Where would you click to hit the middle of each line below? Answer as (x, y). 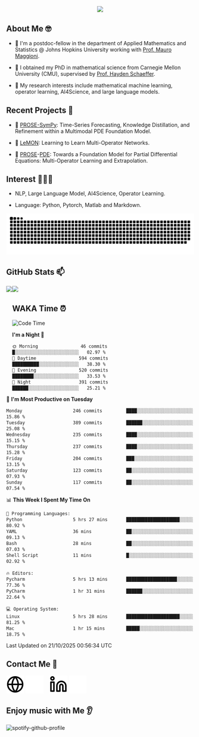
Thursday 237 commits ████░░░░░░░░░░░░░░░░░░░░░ (100, 447)
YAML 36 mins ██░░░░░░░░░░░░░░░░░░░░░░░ (100, 531)
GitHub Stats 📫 (35, 272)
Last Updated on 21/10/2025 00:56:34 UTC (59, 645)
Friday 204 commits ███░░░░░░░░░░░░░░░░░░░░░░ (100, 459)
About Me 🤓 (29, 29)
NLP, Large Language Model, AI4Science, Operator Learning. (90, 194)
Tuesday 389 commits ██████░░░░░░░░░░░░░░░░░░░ (100, 423)
